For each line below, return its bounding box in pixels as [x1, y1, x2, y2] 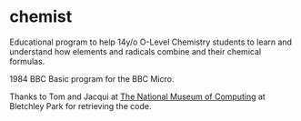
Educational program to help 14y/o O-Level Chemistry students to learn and [9, 36, 293, 47]
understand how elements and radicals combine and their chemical [9, 45, 262, 56]
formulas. [9, 55, 45, 66]
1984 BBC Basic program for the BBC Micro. [9, 73, 175, 84]
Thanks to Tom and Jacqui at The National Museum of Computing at [9, 91, 266, 102]
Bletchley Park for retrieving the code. [9, 100, 152, 111]
